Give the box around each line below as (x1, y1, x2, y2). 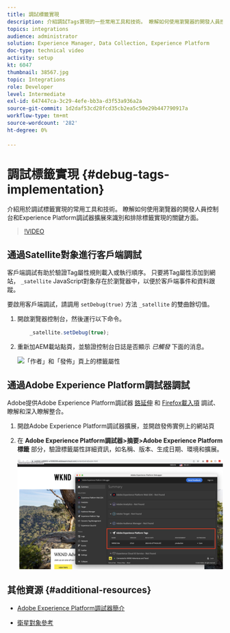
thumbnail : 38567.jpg (7, 69, 69, 75)
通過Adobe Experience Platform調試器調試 (7, 379, 190, 391)
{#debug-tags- (81, 167, 170, 182)
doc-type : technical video (7, 47, 84, 54)
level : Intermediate (7, 91, 66, 97)
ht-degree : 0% (7, 127, 48, 134)
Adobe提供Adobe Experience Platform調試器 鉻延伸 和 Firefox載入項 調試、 (7, 398, 220, 407)
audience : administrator (7, 33, 78, 40)
